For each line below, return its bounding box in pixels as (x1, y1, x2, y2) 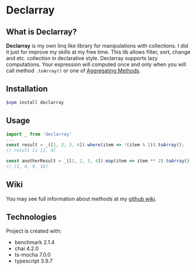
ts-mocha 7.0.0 (14, 251, 51, 258)
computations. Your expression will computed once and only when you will (6, 61, 186, 68)
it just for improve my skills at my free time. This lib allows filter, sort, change (6, 49, 191, 56)
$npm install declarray (6, 99, 64, 105)
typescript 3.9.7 (14, 258, 53, 265)
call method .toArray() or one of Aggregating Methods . (6, 67, 141, 74)
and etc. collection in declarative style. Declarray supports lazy (6, 55, 158, 61)
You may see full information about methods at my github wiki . (6, 195, 157, 202)
